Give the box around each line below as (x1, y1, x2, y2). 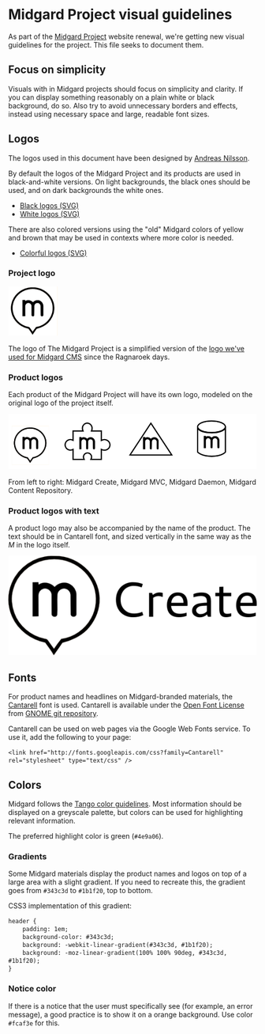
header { (8, 918, 37, 926)
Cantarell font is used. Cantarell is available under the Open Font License (8, 700, 244, 710)
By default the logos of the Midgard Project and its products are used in (8, 169, 241, 178)
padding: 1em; (22, 926, 69, 934)
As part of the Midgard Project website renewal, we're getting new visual (8, 32, 244, 41)
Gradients (8, 851, 47, 862)
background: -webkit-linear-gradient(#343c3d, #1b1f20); (22, 941, 214, 949)
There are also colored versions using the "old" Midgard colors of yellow (8, 224, 244, 234)
